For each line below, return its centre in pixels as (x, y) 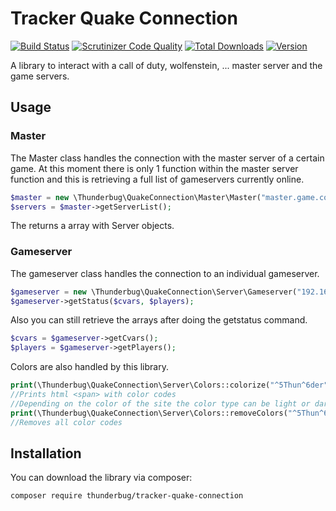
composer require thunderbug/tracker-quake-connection (127, 496)
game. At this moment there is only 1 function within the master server (154, 168)
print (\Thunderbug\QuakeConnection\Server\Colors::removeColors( (149, 413)
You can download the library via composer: (101, 478)
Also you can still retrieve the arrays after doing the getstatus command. (159, 320)
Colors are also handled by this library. (89, 367)
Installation (46, 453)
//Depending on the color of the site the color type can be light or (160, 403)
